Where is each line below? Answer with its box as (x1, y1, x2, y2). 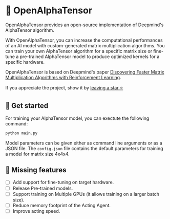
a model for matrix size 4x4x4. (5, 151, 70, 157)
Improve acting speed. (12, 208, 60, 214)
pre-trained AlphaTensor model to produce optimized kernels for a (19, 53, 160, 60)
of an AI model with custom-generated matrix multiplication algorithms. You (5, 42, 165, 48)
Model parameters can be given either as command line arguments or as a (5, 140, 162, 146)
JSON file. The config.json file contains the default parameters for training (5, 145, 163, 151)
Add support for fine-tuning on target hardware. (12, 179, 114, 186)
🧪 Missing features (5, 166, 67, 174)
